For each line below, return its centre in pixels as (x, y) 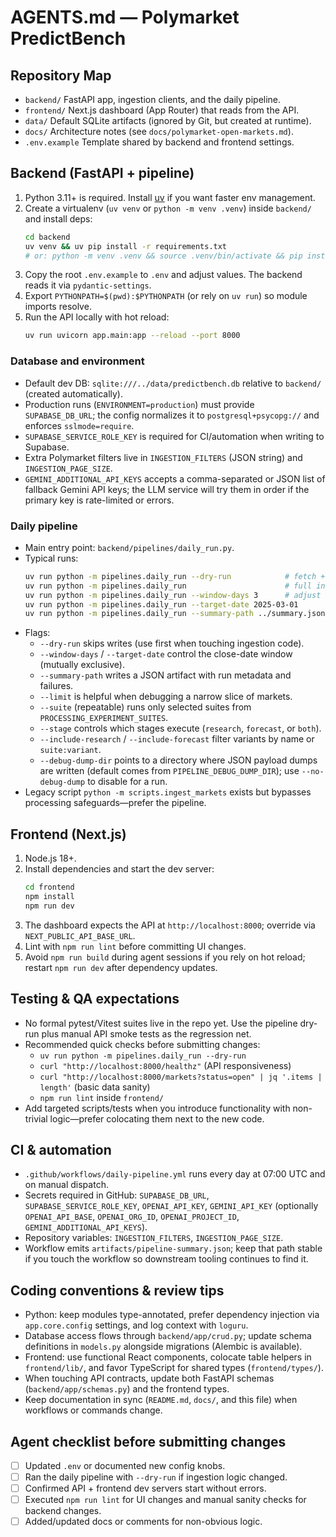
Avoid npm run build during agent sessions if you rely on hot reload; (165, 957)
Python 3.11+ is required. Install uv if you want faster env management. (170, 197)
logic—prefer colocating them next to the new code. (157, 1118)
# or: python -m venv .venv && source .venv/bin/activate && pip (163, 256)
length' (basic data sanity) (95, 1087)
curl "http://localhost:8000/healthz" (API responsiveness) (165, 1065)
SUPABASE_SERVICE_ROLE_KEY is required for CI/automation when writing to (174, 436)
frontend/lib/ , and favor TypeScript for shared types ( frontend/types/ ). (174, 1368)
